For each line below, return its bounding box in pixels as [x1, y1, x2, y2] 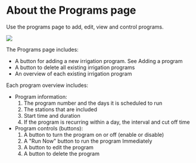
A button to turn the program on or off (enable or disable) [23, 131, 164, 138]
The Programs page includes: [6, 46, 79, 53]
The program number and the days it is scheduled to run [23, 99, 163, 106]
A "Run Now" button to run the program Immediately [23, 137, 153, 145]
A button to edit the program [23, 143, 94, 151]
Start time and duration [23, 112, 80, 119]
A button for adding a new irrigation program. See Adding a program [14, 57, 183, 64]
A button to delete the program [23, 150, 100, 157]
